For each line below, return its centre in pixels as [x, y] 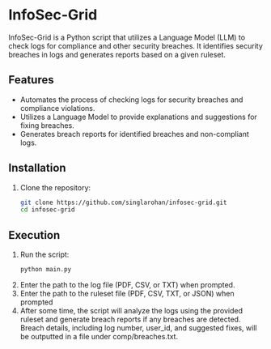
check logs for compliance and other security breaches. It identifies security [135, 45]
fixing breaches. [47, 125]
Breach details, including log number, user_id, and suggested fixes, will [138, 328]
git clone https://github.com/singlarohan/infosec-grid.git [123, 202]
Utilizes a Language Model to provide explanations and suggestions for [138, 117]
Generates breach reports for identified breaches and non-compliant [134, 134]
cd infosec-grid [47, 210]
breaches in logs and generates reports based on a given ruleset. [117, 54]
